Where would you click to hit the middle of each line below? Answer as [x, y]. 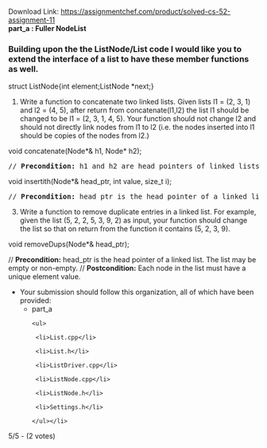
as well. [23, 69]
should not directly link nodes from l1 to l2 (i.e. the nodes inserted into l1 [137, 128]
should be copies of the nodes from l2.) [84, 136]
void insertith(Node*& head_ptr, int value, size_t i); [90, 182]
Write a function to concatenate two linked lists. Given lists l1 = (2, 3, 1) [135, 102]
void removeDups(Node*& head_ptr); [69, 244]
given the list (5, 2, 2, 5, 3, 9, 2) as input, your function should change [133, 220]
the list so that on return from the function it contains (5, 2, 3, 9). [125, 229]
